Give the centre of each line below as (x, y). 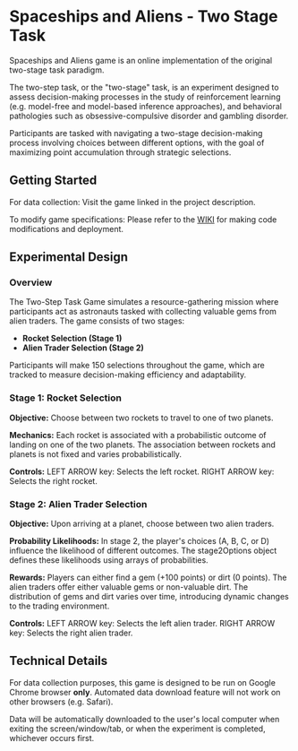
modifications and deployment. (66, 229)
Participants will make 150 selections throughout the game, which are (137, 366)
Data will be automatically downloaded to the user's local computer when (145, 719)
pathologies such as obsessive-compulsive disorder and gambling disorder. (149, 116)
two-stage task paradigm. (57, 70)
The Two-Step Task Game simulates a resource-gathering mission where (144, 302)
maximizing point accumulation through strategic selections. (120, 152)
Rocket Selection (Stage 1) (72, 339)
